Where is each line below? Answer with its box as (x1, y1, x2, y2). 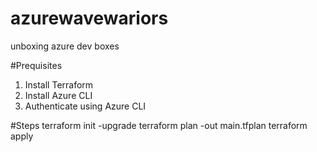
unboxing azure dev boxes (10, 40, 120, 52)
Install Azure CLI (24, 89, 93, 101)
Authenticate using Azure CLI (24, 100, 147, 112)
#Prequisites (10, 59, 63, 71)
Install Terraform (24, 78, 94, 91)
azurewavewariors (10, 7, 169, 30)
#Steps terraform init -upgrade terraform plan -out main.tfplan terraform (10, 119, 308, 131)
